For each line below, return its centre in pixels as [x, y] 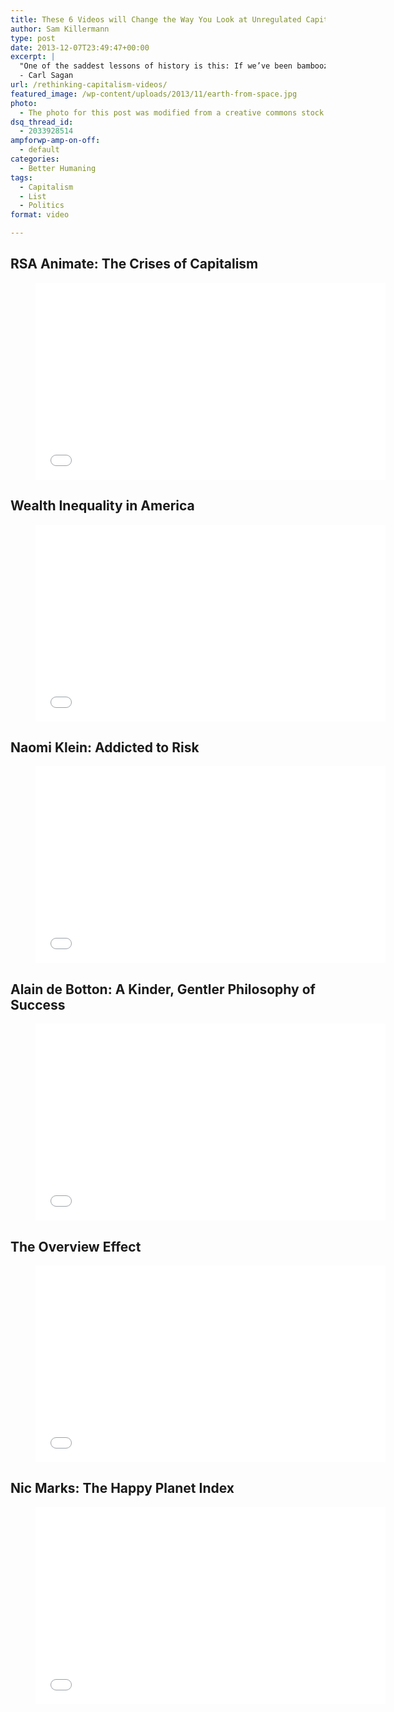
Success [38, 1004]
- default [39, 150]
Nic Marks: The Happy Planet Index [122, 1488]
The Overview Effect [76, 1246]
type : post [33, 38]
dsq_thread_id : [42, 122]
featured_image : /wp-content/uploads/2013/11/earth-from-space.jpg [154, 94]
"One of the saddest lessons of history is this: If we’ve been [156, 66]
